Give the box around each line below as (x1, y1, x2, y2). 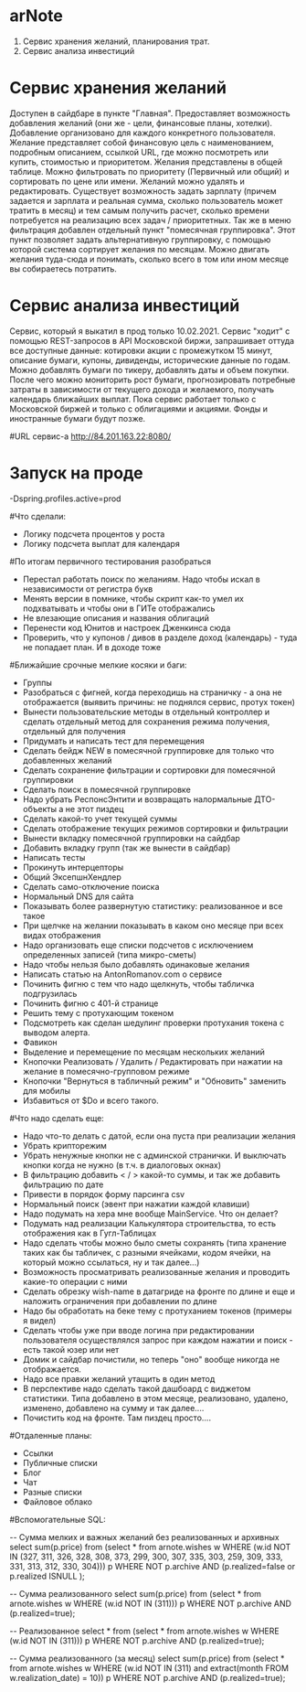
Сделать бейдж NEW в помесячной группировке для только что (22, 744, 275, 755)
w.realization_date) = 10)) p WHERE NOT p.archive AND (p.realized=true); (9, 1672, 286, 1683)
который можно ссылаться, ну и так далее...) (22, 1257, 200, 1268)
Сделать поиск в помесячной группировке (22, 784, 192, 795)
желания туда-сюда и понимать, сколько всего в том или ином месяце (9, 253, 290, 264)
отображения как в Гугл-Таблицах (22, 1227, 157, 1238)
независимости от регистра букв (22, 583, 153, 594)
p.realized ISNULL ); (9, 1570, 85, 1581)
